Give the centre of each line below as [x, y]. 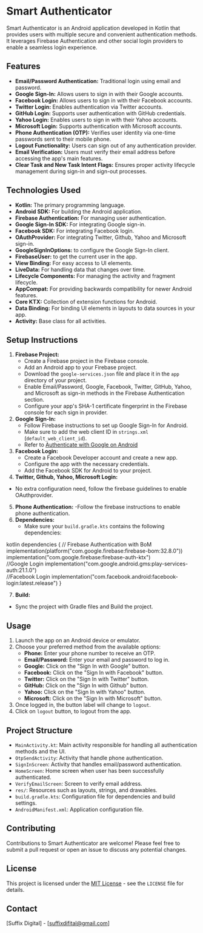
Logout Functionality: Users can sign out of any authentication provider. [106, 145]
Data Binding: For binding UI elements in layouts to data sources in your [105, 308]
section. [34, 400]
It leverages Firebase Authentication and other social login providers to [95, 41]
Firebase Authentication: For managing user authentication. [91, 218]
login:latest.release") [32, 583]
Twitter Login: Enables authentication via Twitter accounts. [89, 107]
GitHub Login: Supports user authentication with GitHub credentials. [101, 113]
